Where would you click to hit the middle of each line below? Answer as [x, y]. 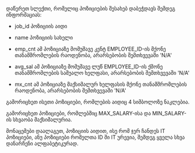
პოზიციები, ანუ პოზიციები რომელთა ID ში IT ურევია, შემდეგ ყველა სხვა [95, 137]
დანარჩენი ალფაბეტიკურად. [42, 143]
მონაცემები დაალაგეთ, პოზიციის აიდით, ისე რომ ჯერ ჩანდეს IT [86, 131]
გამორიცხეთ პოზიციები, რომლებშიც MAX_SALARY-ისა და [78, 113]
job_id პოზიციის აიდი [41, 26]
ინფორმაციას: [24, 15]
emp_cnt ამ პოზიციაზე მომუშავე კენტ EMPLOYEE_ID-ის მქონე [90, 49]
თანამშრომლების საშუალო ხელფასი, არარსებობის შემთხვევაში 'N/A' [102, 73]
